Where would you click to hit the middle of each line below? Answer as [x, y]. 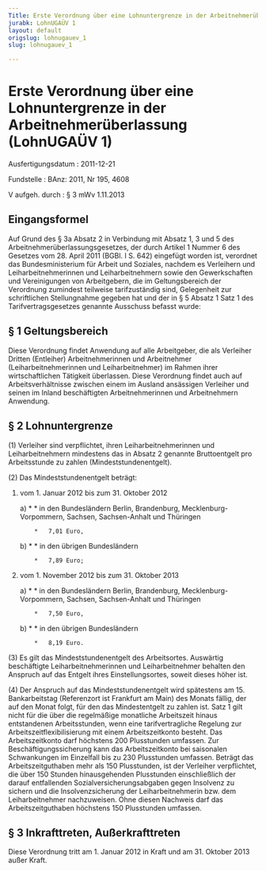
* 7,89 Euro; [59, 561]
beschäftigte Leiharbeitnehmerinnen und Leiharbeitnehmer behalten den [127, 666]
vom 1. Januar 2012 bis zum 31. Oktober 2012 [93, 492]
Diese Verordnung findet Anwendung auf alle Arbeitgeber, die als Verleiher [130, 350]
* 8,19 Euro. [59, 643]
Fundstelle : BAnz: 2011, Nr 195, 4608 [69, 179]
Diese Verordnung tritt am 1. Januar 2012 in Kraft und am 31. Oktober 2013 [129, 852]
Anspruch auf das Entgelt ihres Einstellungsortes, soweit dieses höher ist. [128, 674]
